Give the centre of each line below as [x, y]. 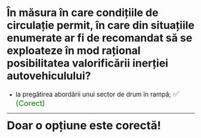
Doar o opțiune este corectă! [84, 125]
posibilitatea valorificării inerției [88, 63]
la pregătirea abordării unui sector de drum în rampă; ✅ [97, 94]
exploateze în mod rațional [74, 51]
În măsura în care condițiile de [83, 13]
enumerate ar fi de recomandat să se [100, 38]
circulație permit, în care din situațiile [101, 25]
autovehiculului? [49, 76]
